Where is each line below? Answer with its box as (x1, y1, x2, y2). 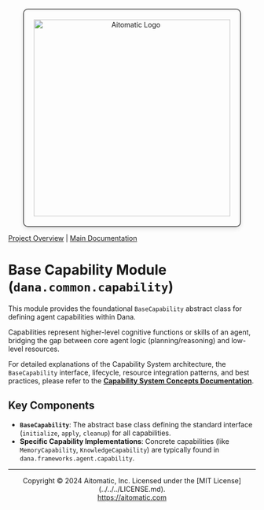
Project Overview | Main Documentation (8, 234, 137, 242)
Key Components (8, 399, 95, 412)
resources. (24, 344, 60, 353)
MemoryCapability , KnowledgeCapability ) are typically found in (19, 445, 220, 454)
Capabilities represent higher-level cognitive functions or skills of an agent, (8, 327, 251, 337)
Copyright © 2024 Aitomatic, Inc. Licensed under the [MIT (22, 475, 212, 485)
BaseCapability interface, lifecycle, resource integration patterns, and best (8, 368, 250, 377)
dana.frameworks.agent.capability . (19, 453, 135, 463)
